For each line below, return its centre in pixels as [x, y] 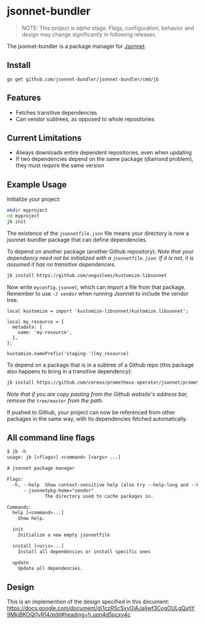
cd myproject [23, 216]
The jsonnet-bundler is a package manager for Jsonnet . [77, 46]
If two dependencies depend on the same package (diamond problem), [104, 159]
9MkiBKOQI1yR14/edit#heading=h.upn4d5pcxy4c [69, 615]
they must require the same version [60, 166]
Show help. [31, 518]
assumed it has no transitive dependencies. [61, 264]
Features [24, 98]
